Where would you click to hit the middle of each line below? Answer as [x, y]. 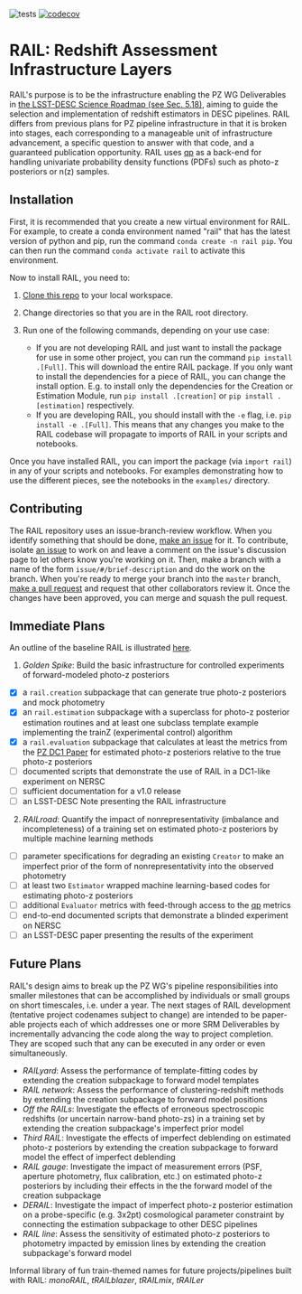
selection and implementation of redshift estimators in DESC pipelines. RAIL [150, 114]
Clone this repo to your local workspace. [98, 295]
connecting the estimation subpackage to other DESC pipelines [140, 1224]
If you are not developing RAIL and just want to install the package [159, 347]
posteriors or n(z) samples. [59, 171]
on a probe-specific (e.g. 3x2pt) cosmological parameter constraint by [153, 1214]
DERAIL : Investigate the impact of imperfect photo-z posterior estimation [157, 1205]
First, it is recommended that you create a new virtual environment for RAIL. [150, 221]
